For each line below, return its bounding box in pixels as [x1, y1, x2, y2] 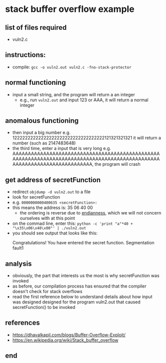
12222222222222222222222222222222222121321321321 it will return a [12, 135, 162, 141]
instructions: [5, 51, 46, 59]
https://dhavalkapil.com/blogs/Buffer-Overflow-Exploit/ [12, 332, 126, 338]
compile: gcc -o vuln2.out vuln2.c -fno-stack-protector [12, 64, 132, 70]
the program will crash [94, 161, 141, 167]
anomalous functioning [5, 117, 79, 125]
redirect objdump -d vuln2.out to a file [12, 189, 91, 195]
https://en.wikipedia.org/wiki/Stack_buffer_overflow [12, 337, 118, 343]
